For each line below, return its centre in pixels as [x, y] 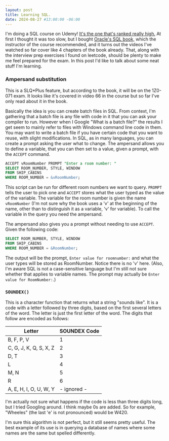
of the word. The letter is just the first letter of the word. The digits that [79, 313]
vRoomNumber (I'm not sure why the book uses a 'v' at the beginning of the [81, 203]
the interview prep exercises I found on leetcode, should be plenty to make [83, 55]
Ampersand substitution [36, 79]
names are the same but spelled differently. [50, 433]
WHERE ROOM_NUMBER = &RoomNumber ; [42, 248]
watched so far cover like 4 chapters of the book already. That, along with [82, 50]
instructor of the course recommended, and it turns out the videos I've [79, 45]
